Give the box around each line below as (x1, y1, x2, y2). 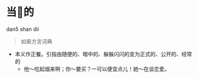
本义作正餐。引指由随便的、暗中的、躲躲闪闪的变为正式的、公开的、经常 (14, 50, 192, 57)
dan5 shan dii (6, 25, 40, 33)
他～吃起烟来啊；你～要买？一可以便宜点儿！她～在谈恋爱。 (23, 65, 170, 72)
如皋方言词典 (20, 38, 52, 45)
